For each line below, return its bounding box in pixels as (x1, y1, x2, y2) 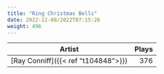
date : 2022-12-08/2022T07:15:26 (7, 16, 100, 23)
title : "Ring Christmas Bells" (7, 10, 98, 17)
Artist (60, 45, 80, 54)
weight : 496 (7, 23, 42, 29)
